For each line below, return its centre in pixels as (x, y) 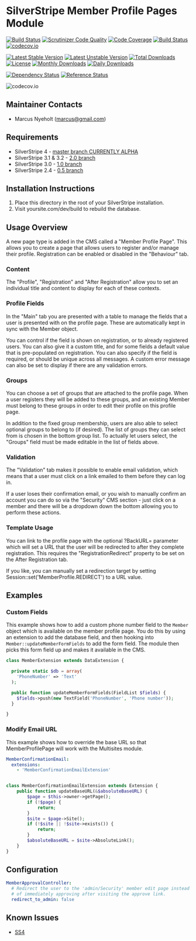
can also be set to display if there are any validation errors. (77, 365)
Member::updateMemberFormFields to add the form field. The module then (93, 644)
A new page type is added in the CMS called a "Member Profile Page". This (97, 241)
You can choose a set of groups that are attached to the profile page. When (97, 393)
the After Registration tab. (37, 559)
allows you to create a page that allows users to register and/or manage (93, 248)
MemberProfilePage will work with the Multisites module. (75, 748)
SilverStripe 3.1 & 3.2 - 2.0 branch (55, 157)
